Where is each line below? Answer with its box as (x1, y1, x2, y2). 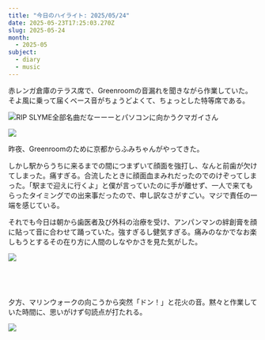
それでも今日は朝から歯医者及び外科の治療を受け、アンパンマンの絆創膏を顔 (8, 217, 258, 226)
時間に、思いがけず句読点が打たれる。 (21, 307, 147, 316)
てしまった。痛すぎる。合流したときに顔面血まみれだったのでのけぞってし (8, 171, 251, 180)
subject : (8, 48, 37, 56)
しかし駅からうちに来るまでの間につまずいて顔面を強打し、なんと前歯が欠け (8, 161, 258, 170)
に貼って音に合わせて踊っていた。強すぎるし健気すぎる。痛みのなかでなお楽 (8, 227, 257, 236)
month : (8, 33, 30, 42)
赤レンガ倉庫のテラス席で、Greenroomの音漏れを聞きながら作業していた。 (8, 85, 252, 95)
